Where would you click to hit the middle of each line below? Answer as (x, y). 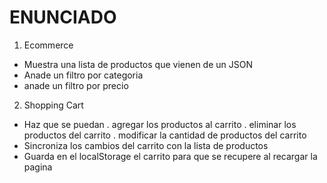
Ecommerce (48, 45)
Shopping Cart (53, 105)
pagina (38, 167)
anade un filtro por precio (76, 85)
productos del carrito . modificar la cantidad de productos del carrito (165, 135)
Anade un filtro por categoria (83, 75)
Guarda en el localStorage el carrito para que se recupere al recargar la (170, 156)
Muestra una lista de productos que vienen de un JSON (138, 64)
